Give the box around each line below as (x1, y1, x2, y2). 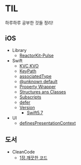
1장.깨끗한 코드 (19, 155, 48, 161)
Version (19, 104, 35, 110)
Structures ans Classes (19, 89, 66, 94)
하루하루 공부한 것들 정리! (5, 20, 54, 25)
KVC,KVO (19, 63, 39, 69)
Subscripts (19, 94, 41, 100)
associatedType (19, 73, 52, 79)
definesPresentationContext (19, 120, 76, 126)
